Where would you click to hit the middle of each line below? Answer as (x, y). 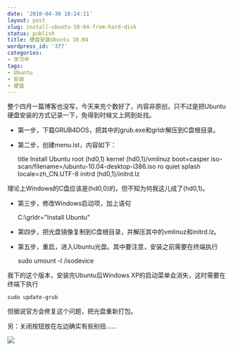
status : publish (31, 33)
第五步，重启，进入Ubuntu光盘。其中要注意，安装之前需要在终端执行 (118, 247)
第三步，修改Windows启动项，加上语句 (74, 204)
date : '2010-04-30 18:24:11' (50, 14)
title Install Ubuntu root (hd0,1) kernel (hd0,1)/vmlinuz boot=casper (113, 159)
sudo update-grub (33, 298)
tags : (15, 66)
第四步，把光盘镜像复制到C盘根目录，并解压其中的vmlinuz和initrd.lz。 (119, 232)
